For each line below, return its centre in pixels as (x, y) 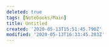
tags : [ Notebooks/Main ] (37, 18)
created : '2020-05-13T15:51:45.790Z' (54, 29)
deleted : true (24, 12)
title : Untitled (27, 23)
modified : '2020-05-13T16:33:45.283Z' (55, 35)
